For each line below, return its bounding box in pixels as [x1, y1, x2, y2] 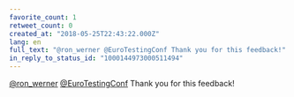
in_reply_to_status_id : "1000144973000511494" [9, 54, 184, 63]
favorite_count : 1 [9, 12, 77, 22]
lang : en [9, 37, 41, 47]
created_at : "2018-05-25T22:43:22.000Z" [9, 29, 161, 38]
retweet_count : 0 [9, 21, 73, 30]
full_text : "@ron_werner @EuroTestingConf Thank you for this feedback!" [9, 46, 287, 55]
